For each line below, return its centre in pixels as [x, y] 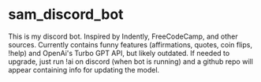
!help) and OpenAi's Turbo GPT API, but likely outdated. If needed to [119, 53]
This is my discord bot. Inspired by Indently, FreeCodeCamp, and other [123, 36]
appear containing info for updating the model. [84, 69]
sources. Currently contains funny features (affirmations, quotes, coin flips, [130, 44]
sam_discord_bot [66, 15]
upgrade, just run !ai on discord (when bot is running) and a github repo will [131, 61]
